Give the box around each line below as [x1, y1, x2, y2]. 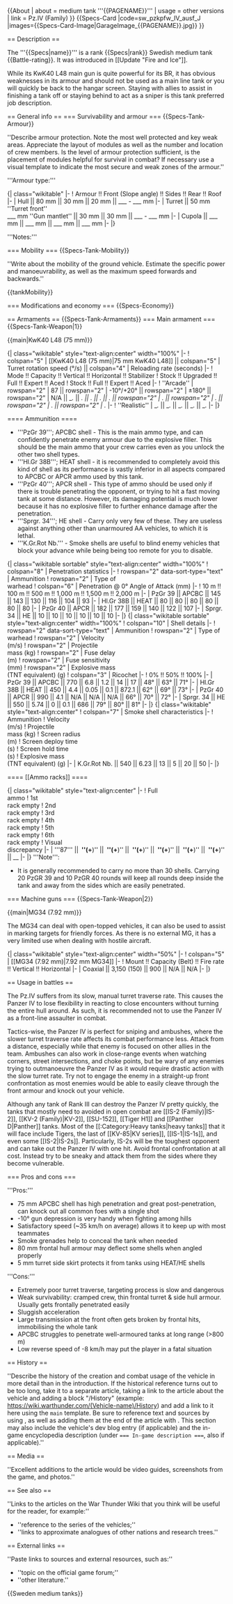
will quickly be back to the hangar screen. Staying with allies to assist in [7, 84, 213, 92]
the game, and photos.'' [7, 1472, 75, 1481]
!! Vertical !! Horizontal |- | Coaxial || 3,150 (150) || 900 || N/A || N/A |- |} [7, 964, 211, 973]
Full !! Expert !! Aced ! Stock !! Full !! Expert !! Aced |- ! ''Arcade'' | [7, 379, 193, 387]
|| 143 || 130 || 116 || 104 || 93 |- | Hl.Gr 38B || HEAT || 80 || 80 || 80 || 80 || [7, 597, 219, 605]
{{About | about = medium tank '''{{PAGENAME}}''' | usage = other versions [7, 7, 225, 15]
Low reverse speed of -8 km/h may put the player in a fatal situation [17, 1345, 212, 1353]
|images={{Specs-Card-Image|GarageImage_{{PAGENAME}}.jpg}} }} [7, 22, 205, 29]
